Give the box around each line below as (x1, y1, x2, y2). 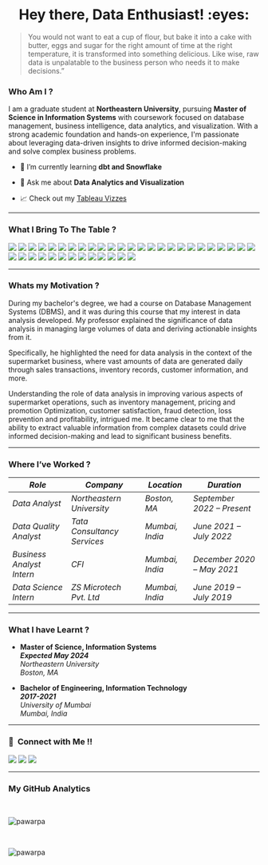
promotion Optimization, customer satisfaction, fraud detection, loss (8, 405, 233, 415)
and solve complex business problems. (8, 146, 137, 157)
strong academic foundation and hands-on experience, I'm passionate (8, 130, 239, 139)
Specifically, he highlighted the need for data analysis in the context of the (8, 348, 253, 357)
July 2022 (192, 531, 232, 542)
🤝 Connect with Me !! (8, 736, 93, 747)
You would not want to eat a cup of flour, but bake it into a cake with (27, 32, 252, 42)
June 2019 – (192, 582, 242, 593)
